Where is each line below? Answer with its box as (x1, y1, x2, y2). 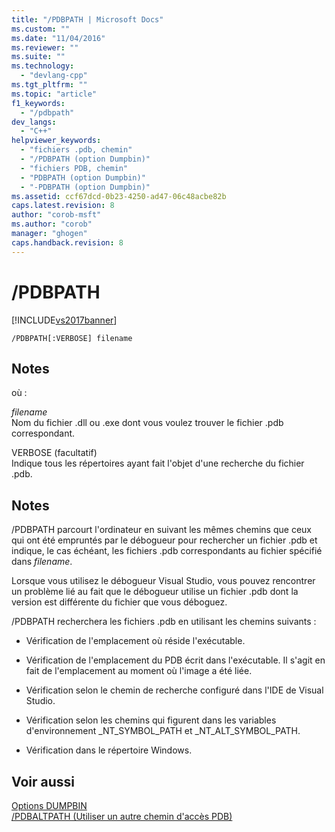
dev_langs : (11, 117, 57, 127)
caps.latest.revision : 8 (11, 201, 115, 211)
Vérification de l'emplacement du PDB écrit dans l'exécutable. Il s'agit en (25, 654, 326, 666)
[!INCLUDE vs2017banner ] (11, 314, 118, 326)
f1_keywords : (11, 98, 66, 108)
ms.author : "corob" (11, 219, 93, 230)
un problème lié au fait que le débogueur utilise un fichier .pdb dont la (11, 586, 299, 598)
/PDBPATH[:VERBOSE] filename (11, 333, 133, 343)
